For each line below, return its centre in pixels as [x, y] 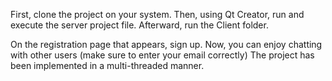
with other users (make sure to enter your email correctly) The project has [162, 55]
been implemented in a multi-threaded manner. [107, 65]
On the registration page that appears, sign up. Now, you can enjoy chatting [166, 44]
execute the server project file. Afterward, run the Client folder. [139, 25]
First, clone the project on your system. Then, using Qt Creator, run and [157, 14]
